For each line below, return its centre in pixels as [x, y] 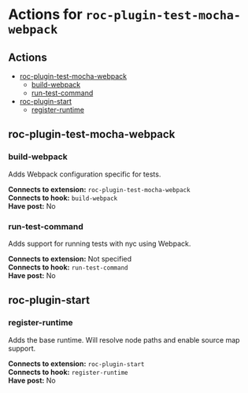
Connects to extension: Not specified [70, 258]
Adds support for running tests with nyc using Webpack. [100, 243]
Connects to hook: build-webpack [63, 198]
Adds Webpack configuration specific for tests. [85, 174]
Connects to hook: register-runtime [68, 372]
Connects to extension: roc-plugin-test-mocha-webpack [99, 189]
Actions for [45, 15]
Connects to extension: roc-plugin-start [76, 363]
